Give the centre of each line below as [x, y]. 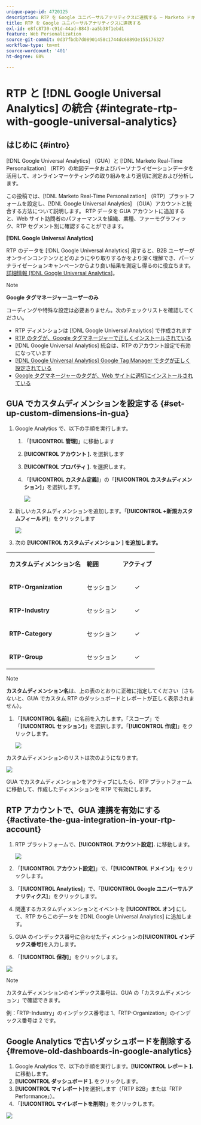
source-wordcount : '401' [37, 51]
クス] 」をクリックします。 [68, 896]
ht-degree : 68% [25, 56]
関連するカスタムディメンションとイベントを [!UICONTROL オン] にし [101, 909]
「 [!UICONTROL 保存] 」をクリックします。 [68, 957]
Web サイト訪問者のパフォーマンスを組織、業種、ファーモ [88, 218]
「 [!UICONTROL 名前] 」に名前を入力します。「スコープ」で [87, 719]
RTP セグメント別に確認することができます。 [71, 226]
